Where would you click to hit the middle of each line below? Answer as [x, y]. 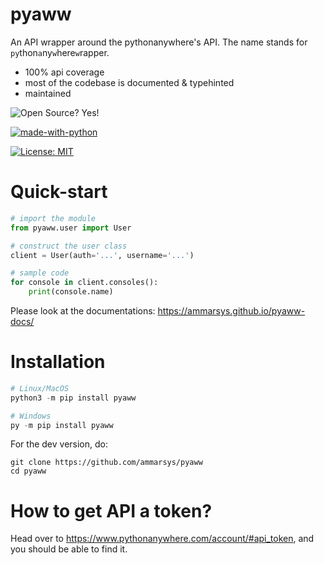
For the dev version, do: [59, 444]
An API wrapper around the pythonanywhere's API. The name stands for [159, 42]
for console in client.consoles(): [84, 283]
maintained [48, 93]
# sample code [40, 273]
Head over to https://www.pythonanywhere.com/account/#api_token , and [162, 539]
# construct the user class [69, 246]
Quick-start [59, 192]
